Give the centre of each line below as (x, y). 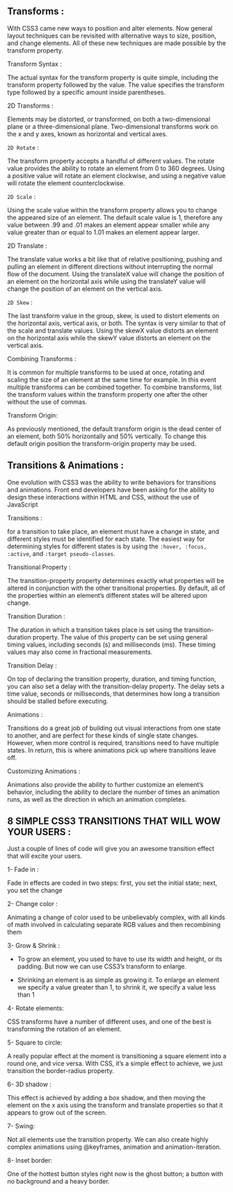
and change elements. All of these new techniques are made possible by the (116, 43)
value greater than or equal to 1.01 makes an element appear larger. (104, 232)
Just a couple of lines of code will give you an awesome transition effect (111, 849)
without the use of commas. (47, 402)
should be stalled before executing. (58, 701)
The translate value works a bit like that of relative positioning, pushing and (115, 259)
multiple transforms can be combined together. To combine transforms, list (114, 387)
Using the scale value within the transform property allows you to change (112, 210)
